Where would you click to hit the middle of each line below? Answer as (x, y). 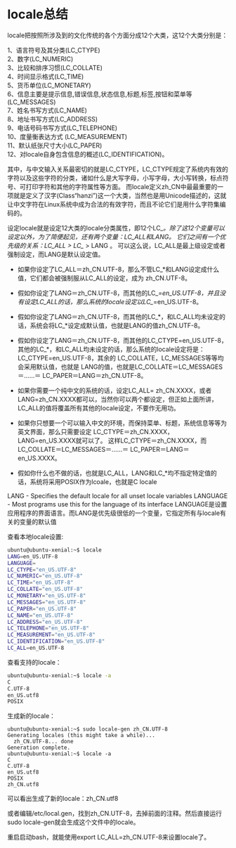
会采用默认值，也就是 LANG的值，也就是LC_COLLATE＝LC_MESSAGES (120, 367)
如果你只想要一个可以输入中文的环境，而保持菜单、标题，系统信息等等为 (122, 423)
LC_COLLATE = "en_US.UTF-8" (45, 589)
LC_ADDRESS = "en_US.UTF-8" (45, 622)
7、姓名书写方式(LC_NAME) (47, 110)
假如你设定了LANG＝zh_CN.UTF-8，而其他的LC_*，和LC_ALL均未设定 (118, 316)
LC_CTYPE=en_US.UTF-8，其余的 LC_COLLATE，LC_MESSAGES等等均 (120, 358)
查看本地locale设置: (35, 536)
